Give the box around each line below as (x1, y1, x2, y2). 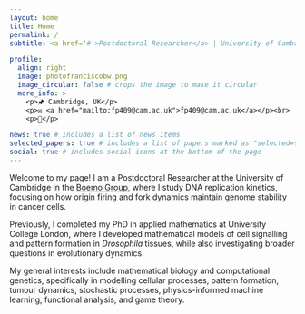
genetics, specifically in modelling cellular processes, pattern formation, (9, 274, 280, 286)
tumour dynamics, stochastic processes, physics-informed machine (9, 284, 264, 295)
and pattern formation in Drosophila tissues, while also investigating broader (9, 238, 295, 249)
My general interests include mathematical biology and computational (9, 265, 271, 276)
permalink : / (9, 30, 59, 39)
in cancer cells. (9, 201, 66, 211)
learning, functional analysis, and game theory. (9, 294, 185, 305)
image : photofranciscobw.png (17, 72, 128, 82)
